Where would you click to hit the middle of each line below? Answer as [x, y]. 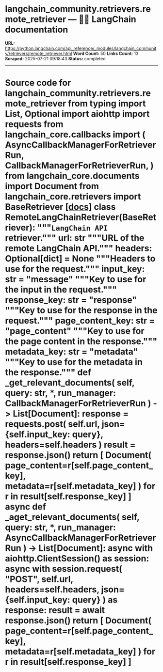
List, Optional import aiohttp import [77, 114]
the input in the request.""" [61, 290]
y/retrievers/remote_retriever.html [39, 53]
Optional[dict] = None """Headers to [80, 259]
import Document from [52, 186]
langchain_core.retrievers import [73, 197]
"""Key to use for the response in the [81, 310]
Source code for [38, 83]
